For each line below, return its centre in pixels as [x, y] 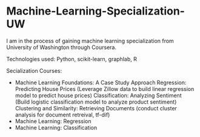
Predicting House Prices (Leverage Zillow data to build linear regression [105, 89]
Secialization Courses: [34, 70]
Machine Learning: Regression [53, 121]
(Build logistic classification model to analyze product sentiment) [96, 102]
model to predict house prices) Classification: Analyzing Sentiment [98, 95]
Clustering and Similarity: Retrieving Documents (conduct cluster [96, 108]
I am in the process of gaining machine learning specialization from [90, 41]
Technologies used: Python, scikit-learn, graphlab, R [72, 59]
